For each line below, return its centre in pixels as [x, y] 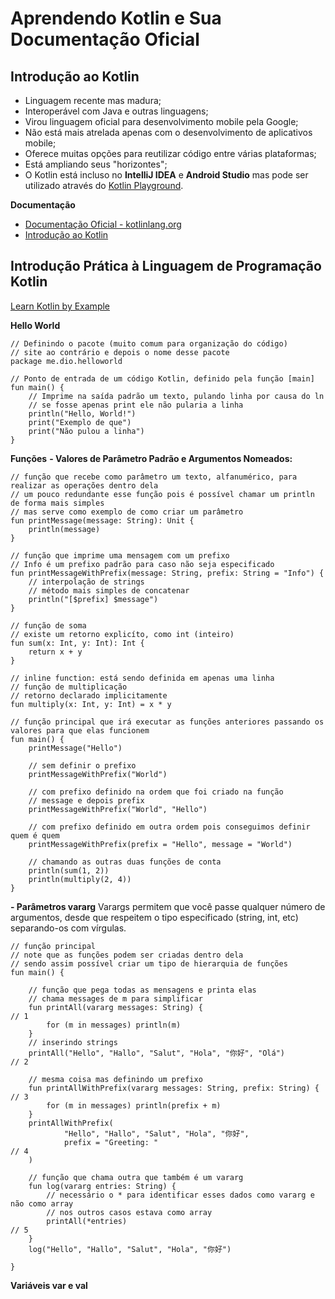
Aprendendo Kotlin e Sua [116, 18]
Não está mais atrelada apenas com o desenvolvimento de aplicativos [168, 132]
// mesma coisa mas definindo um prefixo [115, 1079]
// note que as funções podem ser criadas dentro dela [127, 955]
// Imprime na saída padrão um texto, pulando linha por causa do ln [176, 396]
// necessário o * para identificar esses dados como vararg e [180, 1195]
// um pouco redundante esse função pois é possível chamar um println [162, 494]
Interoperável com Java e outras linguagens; [116, 111]
